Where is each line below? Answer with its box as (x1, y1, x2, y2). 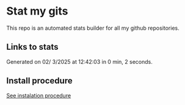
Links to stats (6, 42, 59, 52)
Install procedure (6, 76, 73, 86)
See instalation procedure (6, 92, 71, 99)
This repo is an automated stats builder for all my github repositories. (6, 24, 180, 32)
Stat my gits (6, 4, 68, 18)
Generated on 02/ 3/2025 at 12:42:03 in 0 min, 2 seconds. (6, 58, 153, 65)
